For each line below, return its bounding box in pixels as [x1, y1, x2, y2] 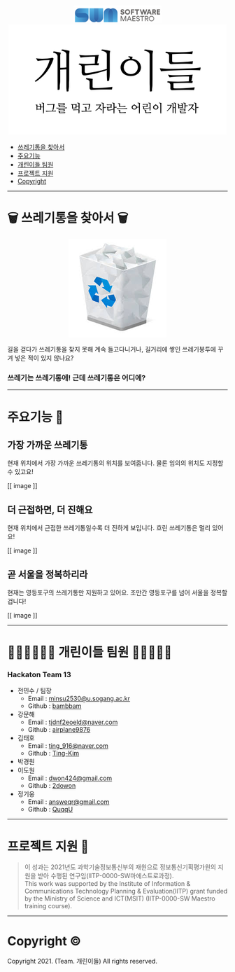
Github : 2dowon [27, 782, 76, 790]
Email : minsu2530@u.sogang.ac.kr [27, 695, 131, 703]
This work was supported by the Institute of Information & [24, 880, 191, 888]
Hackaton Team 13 [7, 670, 71, 680]
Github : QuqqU [27, 805, 73, 814]
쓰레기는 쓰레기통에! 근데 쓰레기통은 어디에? [7, 373, 146, 382]
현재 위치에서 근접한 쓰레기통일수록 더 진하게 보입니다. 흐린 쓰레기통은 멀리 [7, 524, 211, 532]
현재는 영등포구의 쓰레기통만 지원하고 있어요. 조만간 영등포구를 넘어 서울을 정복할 [7, 588, 228, 597]
